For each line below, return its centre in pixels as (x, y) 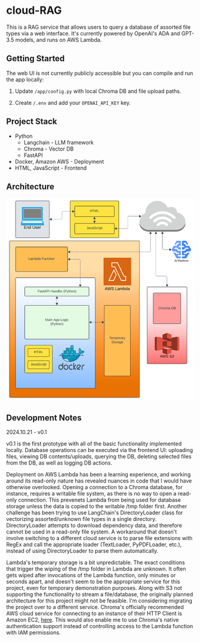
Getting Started (36, 58)
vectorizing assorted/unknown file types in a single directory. (81, 519)
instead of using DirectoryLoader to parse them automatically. (82, 551)
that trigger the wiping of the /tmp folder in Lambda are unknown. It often (96, 569)
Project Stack (32, 121)
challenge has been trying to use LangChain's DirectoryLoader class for (95, 513)
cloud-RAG (34, 10)
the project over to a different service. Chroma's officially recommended (95, 607)
